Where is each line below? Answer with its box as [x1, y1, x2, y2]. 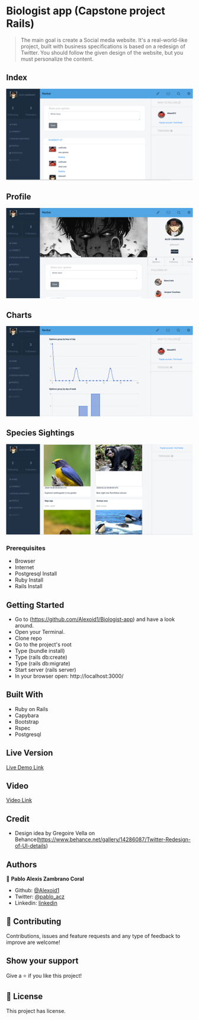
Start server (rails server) [14, 667, 76, 674]
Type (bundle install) [14, 648, 65, 655]
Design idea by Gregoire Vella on [14, 830, 95, 837]
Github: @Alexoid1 [14, 887, 60, 894]
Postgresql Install [14, 570, 57, 577]
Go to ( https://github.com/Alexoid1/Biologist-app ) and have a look [14, 616, 175, 623]
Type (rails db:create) [14, 653, 68, 661]
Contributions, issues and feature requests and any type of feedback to [6, 932, 181, 939]
